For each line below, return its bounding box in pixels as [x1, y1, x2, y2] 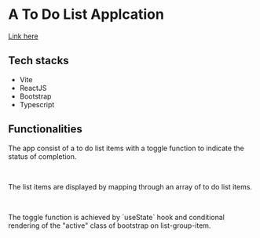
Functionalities [8, 123, 82, 136]
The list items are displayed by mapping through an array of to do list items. [8, 182, 253, 191]
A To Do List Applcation [8, 5, 165, 23]
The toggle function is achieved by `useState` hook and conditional [8, 212, 225, 222]
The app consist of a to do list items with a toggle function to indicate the [8, 143, 245, 153]
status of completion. [8, 151, 77, 161]
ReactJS [19, 83, 47, 92]
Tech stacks [8, 54, 69, 67]
